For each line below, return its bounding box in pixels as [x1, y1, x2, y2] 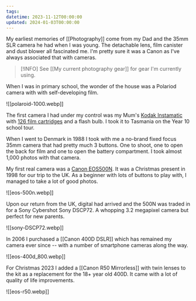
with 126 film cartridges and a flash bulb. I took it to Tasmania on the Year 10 [6, 118, 190, 125]
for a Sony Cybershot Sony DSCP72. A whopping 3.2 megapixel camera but [6, 207, 189, 214]
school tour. [6, 124, 35, 132]
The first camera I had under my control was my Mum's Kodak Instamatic [6, 112, 183, 119]
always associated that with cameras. [6, 54, 97, 61]
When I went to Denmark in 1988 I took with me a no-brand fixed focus [6, 136, 177, 143]
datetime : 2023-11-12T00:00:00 [6, 14, 82, 20]
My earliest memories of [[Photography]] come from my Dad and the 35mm [6, 36, 188, 43]
